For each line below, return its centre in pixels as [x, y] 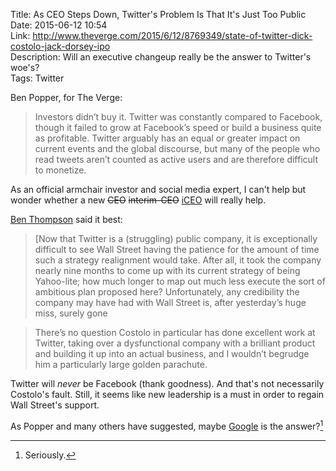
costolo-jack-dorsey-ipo [60, 46]
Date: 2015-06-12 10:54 [59, 25]
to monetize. [60, 170]
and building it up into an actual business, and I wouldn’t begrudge [172, 353]
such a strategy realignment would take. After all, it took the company [178, 260]
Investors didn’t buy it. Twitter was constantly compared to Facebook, [178, 117]
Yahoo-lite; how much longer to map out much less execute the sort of [180, 281]
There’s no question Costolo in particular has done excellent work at [175, 332]
